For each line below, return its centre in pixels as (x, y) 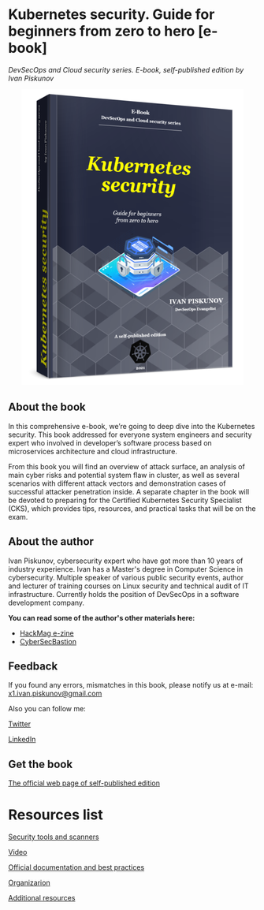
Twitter (20, 724)
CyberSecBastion (48, 641)
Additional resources (42, 898)
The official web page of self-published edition (84, 783)
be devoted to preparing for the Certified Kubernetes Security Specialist (125, 500)
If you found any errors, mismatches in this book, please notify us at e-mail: (131, 685)
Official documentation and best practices (76, 867)
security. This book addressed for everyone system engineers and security (130, 434)
